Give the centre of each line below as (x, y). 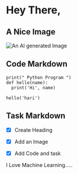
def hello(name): (27, 82)
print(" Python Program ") (39, 77)
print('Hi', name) (34, 88)
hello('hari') (23, 98)
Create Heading (33, 130)
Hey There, (33, 10)
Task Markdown (36, 116)
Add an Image (31, 141)
